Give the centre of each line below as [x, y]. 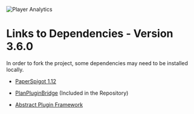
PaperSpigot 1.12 [35, 81]
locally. [15, 69]
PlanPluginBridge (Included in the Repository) [72, 93]
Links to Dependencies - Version [90, 34]
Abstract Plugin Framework [49, 104]
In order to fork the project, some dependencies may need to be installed [97, 63]
